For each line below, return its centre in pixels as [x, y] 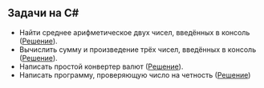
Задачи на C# [43, 13]
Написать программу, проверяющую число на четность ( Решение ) [135, 74]
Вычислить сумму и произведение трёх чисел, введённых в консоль [138, 49]
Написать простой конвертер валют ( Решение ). [101, 66]
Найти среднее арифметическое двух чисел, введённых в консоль [134, 32]
